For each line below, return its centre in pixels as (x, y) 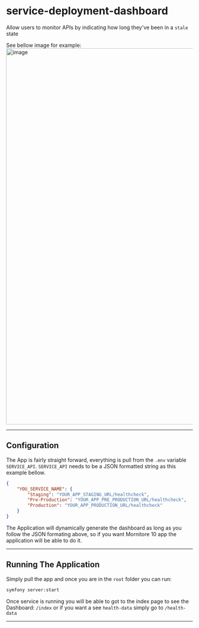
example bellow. (26, 472)
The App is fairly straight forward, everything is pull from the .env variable (96, 460)
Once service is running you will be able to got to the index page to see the (98, 601)
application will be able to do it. (44, 540)
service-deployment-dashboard (87, 11)
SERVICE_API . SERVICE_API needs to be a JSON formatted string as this (91, 466)
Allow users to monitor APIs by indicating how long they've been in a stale (97, 27)
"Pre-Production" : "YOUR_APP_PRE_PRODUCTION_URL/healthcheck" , (107, 500)
